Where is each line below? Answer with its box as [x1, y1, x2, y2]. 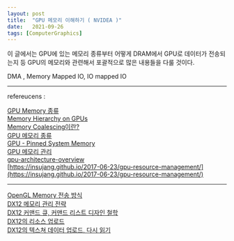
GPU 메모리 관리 [7, 148, 52, 156]
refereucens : [7, 92, 46, 101]
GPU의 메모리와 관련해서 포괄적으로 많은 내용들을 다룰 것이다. [27, 59, 195, 67]
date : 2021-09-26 [7, 23, 64, 30]
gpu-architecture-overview [7, 155, 85, 164]
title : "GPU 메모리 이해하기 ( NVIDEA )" [7, 17, 122, 24]
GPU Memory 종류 [7, 107, 59, 115]
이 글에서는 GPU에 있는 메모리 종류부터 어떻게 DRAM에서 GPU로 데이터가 [7, 49, 208, 58]
